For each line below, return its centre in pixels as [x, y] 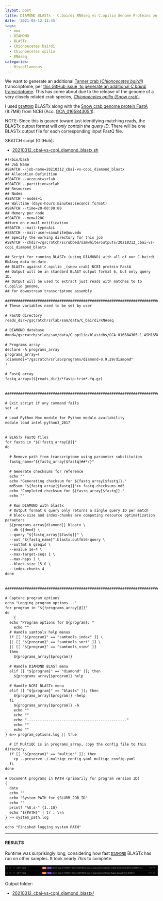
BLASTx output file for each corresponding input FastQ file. [64, 131]
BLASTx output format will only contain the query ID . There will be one [75, 126]
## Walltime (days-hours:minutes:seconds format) [56, 204]
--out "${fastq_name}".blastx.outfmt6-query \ [57, 540]
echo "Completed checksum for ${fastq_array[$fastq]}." [67, 491]
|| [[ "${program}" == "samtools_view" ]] [53, 647]
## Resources [18, 189]
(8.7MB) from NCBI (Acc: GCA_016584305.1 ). [50, 112]
